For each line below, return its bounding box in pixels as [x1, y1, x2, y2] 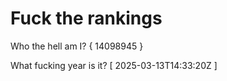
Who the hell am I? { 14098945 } [10, 40, 144, 52]
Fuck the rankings [10, 7, 163, 30]
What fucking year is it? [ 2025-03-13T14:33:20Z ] [10, 59, 218, 71]
